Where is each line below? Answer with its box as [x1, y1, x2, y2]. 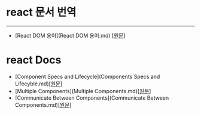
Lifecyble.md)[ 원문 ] [14, 80, 63, 87]
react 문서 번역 [6, 5, 77, 19]
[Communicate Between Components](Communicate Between [14, 94, 169, 101]
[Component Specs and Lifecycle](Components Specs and [14, 73, 160, 80]
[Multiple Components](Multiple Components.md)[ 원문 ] [14, 87, 151, 94]
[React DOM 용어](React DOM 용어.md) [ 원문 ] [14, 32, 126, 39]
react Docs [6, 53, 62, 67]
